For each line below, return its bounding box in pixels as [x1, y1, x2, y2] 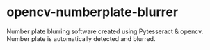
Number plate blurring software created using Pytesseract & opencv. [6, 27, 204, 35]
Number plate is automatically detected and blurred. [6, 34, 156, 42]
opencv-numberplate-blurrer [6, 4, 179, 20]
